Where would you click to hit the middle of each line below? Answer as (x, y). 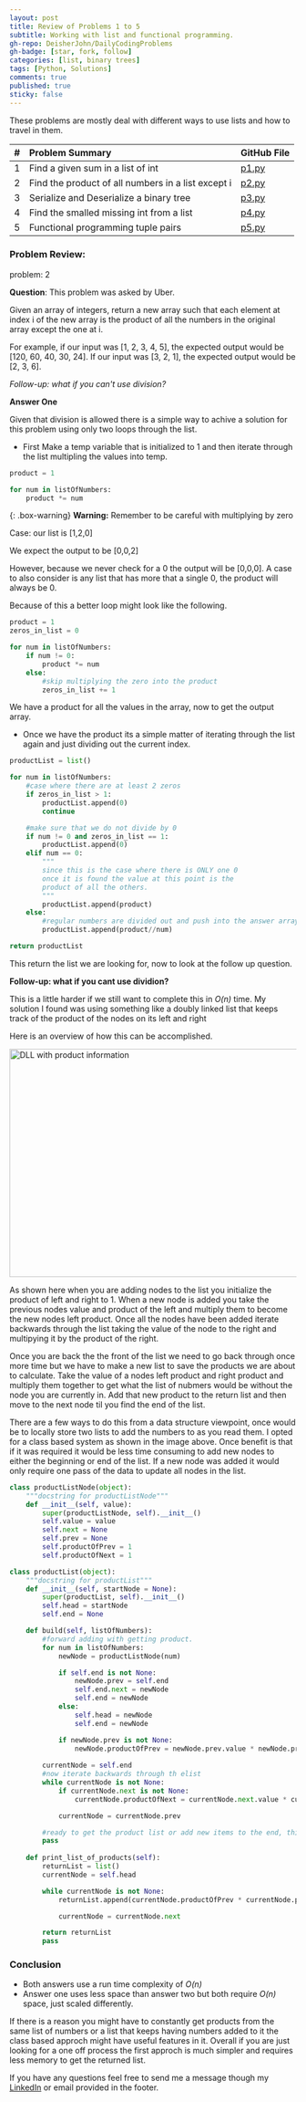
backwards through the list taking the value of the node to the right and (143, 1328)
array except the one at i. (56, 329)
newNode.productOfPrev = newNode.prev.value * (164, 1749)
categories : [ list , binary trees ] (75, 60)
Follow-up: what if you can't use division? (88, 383)
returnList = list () (81, 1867)
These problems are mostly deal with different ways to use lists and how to (150, 120)
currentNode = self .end (87, 1766)
